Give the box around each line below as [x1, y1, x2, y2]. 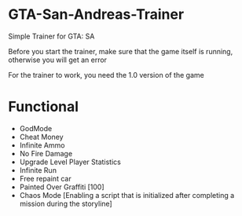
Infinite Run [19, 165, 57, 174]
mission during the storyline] [19, 199, 112, 208]
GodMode [19, 123, 53, 133]
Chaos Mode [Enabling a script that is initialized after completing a [19, 190, 235, 200]
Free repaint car [19, 174, 72, 183]
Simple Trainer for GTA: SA [8, 31, 95, 41]
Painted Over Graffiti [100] [19, 182, 104, 192]
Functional [8, 98, 79, 115]
